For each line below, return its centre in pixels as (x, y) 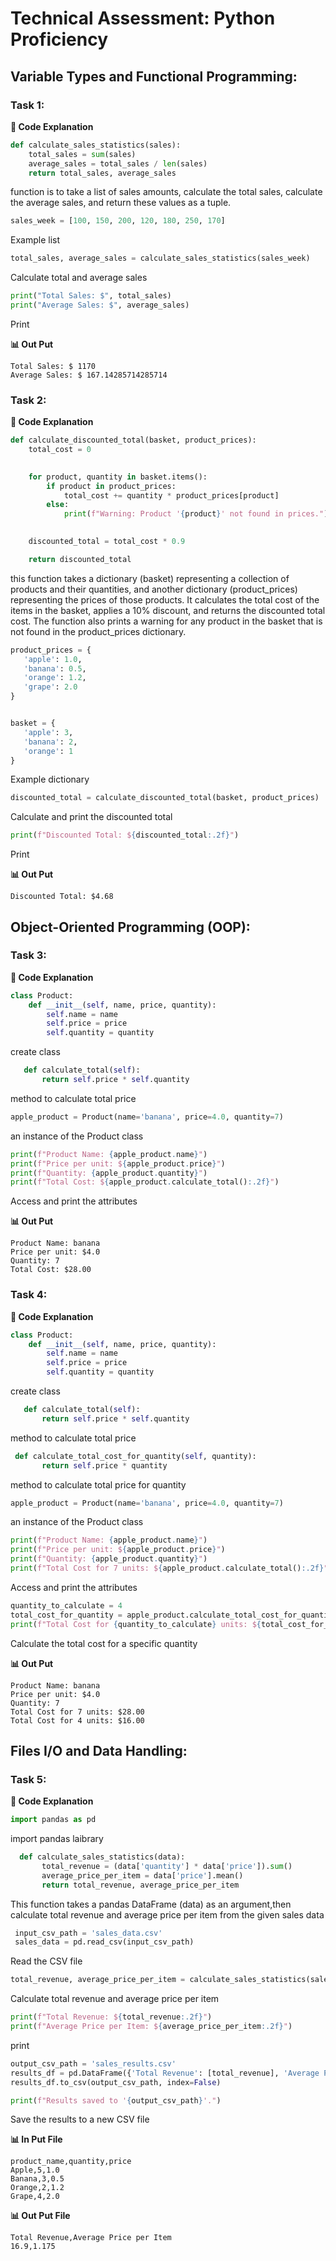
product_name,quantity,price (71, 2162)
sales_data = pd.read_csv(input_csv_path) (104, 1942)
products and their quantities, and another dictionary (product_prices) (154, 589)
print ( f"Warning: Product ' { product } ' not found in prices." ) (196, 514)
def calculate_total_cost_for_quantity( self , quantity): (135, 1456)
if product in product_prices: (111, 486)
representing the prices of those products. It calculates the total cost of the (165, 599)
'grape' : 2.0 (50, 687)
